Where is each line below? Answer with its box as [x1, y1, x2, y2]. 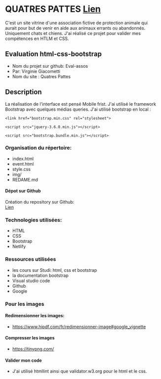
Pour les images [5, 300, 44, 307]
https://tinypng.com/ [12, 346, 54, 352]
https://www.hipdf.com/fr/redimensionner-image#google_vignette [12, 324, 146, 330]
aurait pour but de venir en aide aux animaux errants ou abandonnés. [5, 25, 146, 31]
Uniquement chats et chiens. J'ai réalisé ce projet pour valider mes [5, 30, 141, 36]
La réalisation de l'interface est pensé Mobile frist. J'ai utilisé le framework [5, 101, 157, 107]
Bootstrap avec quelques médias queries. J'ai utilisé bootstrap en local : [5, 106, 151, 112]
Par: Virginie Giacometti [12, 68, 61, 74]
